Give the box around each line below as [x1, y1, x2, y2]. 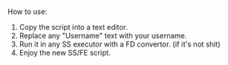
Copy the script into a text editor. [18, 22, 128, 31]
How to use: [7, 7, 47, 16]
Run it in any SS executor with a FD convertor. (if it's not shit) [18, 39, 221, 49]
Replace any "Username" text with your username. [18, 31, 187, 40]
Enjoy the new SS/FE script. [18, 48, 112, 57]
